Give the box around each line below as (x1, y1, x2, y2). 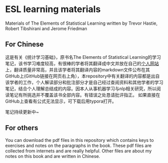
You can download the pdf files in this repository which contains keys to (5, 137, 154, 143)
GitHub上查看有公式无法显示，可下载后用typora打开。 (5, 98, 117, 104)
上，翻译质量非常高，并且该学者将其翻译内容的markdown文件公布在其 (5, 66, 150, 72)
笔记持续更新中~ (5, 109, 39, 115)
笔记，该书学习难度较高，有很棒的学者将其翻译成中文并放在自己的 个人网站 (5, 60, 159, 66)
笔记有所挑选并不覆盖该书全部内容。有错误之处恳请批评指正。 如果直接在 (9, 92, 160, 98)
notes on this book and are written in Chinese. (5, 153, 100, 159)
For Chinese (5, 40, 44, 49)
